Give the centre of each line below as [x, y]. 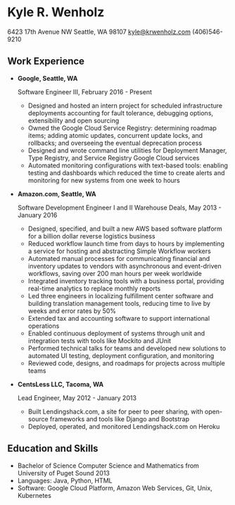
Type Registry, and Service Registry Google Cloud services [114, 158]
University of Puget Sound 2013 [64, 473]
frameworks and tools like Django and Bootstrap [120, 418]
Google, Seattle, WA [47, 78]
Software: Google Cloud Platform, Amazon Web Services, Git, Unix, [115, 488]
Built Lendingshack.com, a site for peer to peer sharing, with [115, 411]
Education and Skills [53, 448]
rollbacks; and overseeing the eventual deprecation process [115, 143]
